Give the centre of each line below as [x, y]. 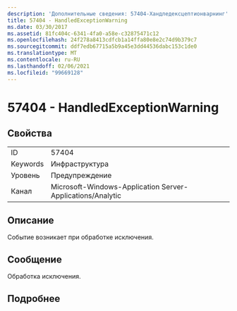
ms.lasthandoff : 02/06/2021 [49, 66]
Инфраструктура [80, 164]
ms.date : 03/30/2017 [38, 27]
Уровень [25, 175]
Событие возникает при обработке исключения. [80, 237]
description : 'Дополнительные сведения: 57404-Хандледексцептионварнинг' [118, 14]
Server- [175, 186]
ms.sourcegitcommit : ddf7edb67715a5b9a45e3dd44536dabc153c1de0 [102, 46]
